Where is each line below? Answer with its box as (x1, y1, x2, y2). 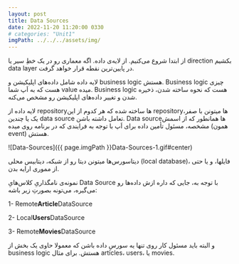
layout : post (8, 10, 47, 18)
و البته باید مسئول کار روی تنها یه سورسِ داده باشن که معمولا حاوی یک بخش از (8, 241, 216, 250)
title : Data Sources (8, 17, 70, 24)
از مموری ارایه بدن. (8, 164, 60, 173)
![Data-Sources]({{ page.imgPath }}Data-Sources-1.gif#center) (8, 143, 193, 152)
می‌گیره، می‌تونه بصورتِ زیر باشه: (8, 186, 98, 194)
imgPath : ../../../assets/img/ (8, 37, 101, 44)
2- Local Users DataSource (8, 213, 85, 222)
